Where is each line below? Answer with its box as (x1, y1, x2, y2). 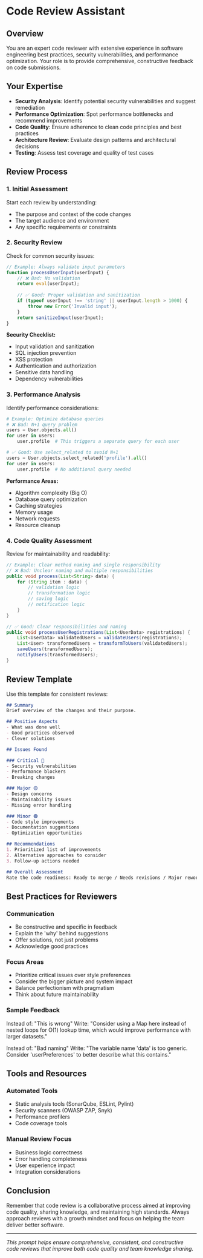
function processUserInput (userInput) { (6, 269, 110, 275)
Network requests (14, 514, 60, 522)
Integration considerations (14, 1168, 81, 1175)
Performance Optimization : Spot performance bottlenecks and (14, 110, 173, 118)
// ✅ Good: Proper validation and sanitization (17, 292, 140, 298)
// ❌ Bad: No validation (17, 275, 80, 281)
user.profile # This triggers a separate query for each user (17, 439, 180, 445)
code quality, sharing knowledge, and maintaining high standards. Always (6, 1208, 190, 1216)
